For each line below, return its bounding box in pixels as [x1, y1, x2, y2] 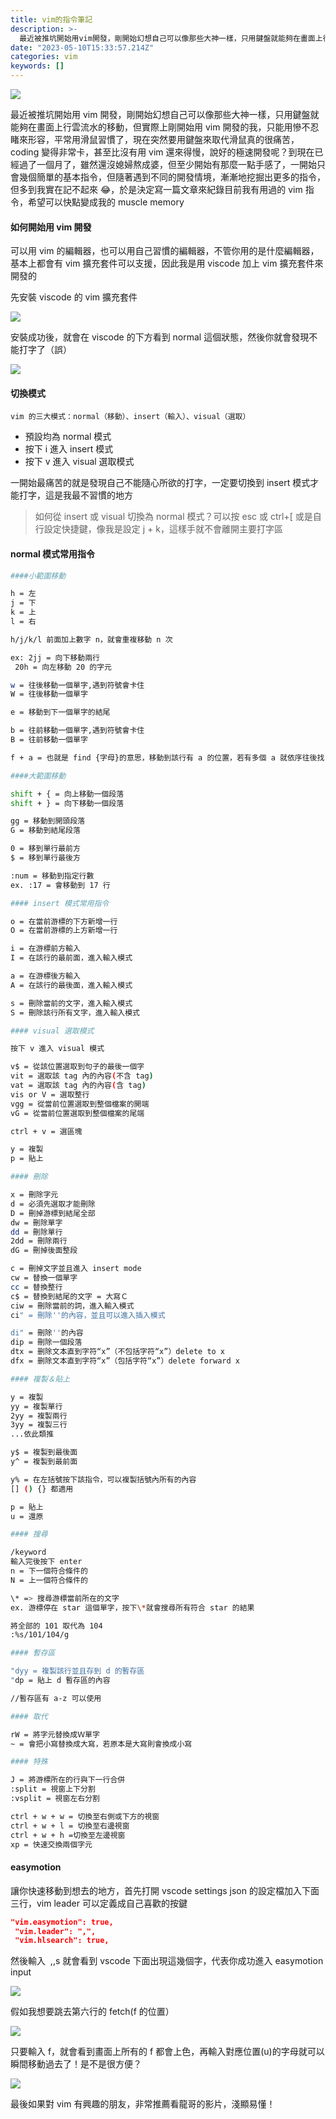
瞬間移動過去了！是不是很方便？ [10, 2058, 142, 2070]
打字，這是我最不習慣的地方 [18, 489, 133, 501]
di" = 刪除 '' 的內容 [10, 1328, 84, 1338]
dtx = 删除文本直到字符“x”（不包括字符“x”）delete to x [10, 1347, 226, 1357]
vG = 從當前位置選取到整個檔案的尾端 [10, 1108, 145, 1118]
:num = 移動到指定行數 [10, 871, 95, 881]
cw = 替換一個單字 [10, 1273, 78, 1283]
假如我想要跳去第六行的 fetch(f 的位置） [10, 2006, 175, 2018]
